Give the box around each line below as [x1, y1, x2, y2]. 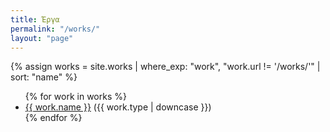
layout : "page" [10, 33, 74, 43]
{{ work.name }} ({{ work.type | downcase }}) [24, 101, 212, 113]
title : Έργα [10, 14, 60, 25]
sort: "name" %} [10, 71, 78, 83]
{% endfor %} [24, 112, 83, 124]
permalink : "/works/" [10, 24, 101, 34]
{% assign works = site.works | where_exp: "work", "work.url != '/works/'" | [10, 61, 321, 73]
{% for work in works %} [24, 91, 127, 103]
